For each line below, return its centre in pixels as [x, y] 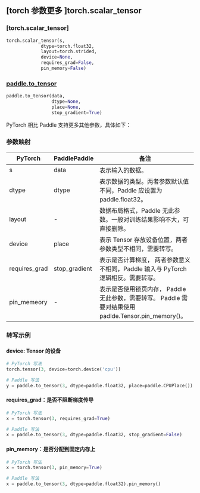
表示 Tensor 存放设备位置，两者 [143, 240]
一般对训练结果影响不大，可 [150, 220]
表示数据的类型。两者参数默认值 [144, 182]
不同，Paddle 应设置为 [131, 191]
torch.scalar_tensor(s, [36, 41]
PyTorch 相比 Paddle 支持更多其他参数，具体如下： [69, 125]
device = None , [57, 57]
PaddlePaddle [74, 158]
